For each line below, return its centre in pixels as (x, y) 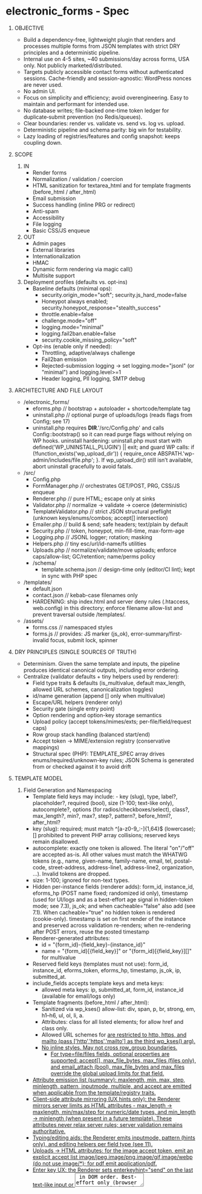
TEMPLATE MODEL (38, 778)
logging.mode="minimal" (73, 327)
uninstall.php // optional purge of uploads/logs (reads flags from (112, 415)
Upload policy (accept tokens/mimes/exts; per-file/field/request (112, 721)
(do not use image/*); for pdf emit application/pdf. (95, 1163)
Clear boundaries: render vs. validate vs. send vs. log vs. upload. (104, 123)
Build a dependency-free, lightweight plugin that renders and (99, 39)
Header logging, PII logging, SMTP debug (93, 378)
